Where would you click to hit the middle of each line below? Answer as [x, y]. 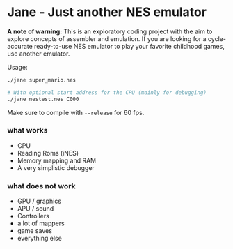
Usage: [17, 67]
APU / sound [35, 209]
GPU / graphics [39, 201]
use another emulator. [39, 54]
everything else [40, 239]
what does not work [41, 186]
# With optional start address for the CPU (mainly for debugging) [107, 92]
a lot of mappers [41, 223]
